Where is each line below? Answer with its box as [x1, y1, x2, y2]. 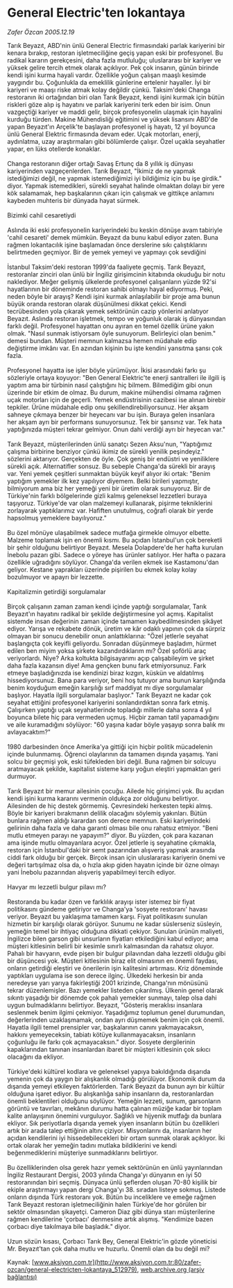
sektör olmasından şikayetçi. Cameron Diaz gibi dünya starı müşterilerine [7, 1207, 215, 1216]
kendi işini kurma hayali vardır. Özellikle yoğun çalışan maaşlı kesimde [7, 71, 207, 79]
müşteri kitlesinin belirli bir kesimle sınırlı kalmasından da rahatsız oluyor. [7, 941, 214, 950]
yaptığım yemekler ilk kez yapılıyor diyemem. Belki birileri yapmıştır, [7, 477, 200, 485]
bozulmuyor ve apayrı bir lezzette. [7, 572, 105, 581]
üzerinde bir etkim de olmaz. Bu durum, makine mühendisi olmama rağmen [7, 388, 222, 397]
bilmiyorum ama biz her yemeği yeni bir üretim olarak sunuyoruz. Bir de [7, 484, 211, 493]
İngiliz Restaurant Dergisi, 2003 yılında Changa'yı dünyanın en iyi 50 [7, 1171, 202, 1179]
